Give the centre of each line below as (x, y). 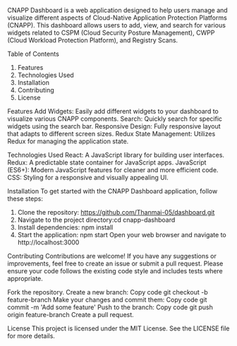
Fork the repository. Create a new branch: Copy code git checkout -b (108, 292)
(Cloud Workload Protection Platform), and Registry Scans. (93, 40)
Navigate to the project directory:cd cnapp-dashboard (96, 220)
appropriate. (25, 279)
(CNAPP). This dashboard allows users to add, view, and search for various (116, 25)
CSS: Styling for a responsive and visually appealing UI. (88, 177)
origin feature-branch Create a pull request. (71, 315)
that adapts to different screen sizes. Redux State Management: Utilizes (111, 134)
